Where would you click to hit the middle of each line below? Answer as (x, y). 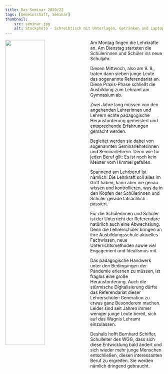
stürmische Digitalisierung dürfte (124, 287)
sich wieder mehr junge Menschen (126, 350)
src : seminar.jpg (32, 24)
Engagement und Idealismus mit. (124, 251)
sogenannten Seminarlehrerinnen (124, 146)
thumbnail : (16, 19)
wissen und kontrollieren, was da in (126, 188)
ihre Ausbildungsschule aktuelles (124, 235)
